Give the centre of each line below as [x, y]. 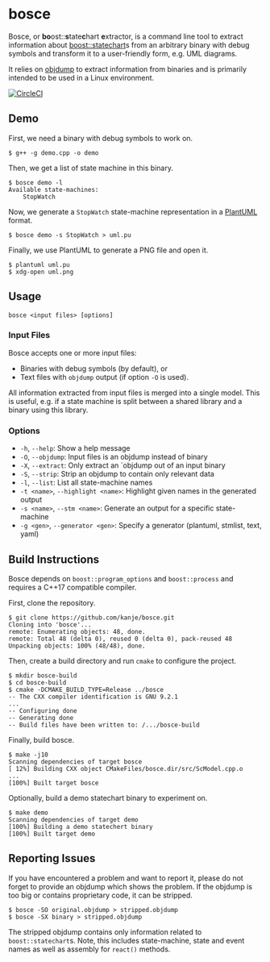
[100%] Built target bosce [54, 783]
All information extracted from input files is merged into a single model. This [134, 393]
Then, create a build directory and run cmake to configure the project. [122, 660]
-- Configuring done [43, 710]
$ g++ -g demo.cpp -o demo [54, 153]
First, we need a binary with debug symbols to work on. [101, 138]
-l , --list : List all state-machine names [86, 483]
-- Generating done [41, 718]
